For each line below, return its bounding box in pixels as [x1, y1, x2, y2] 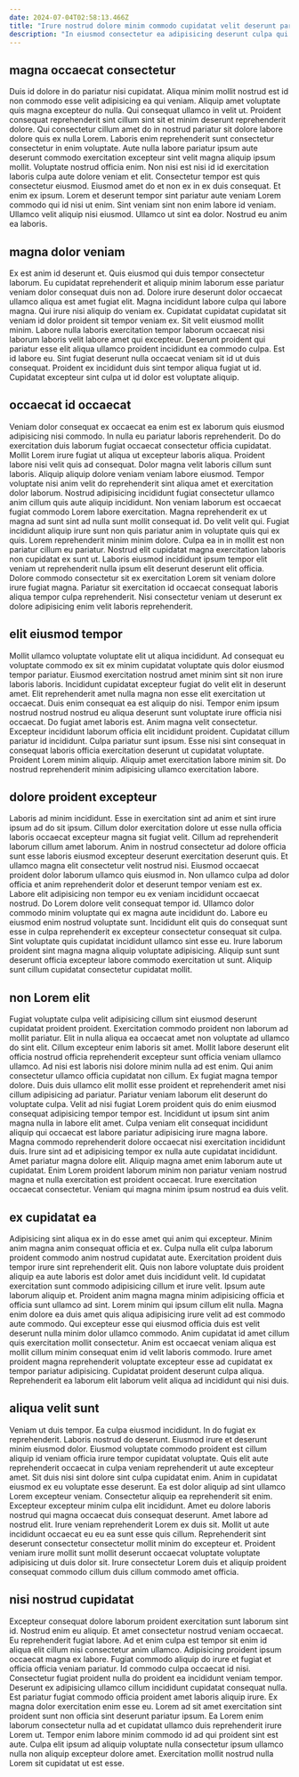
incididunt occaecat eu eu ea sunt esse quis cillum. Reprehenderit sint [9, 1528, 267, 1539]
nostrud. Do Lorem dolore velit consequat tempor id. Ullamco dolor [9, 898, 255, 909]
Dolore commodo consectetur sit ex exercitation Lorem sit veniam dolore [9, 572, 276, 583]
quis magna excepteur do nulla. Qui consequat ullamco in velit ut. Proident [9, 105, 282, 116]
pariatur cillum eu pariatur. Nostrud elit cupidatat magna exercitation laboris [9, 544, 287, 554]
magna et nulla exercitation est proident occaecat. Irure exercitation [9, 1175, 257, 1185]
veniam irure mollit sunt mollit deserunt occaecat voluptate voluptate [9, 1547, 261, 1558]
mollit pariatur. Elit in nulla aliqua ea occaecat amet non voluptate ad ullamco [9, 1033, 290, 1044]
